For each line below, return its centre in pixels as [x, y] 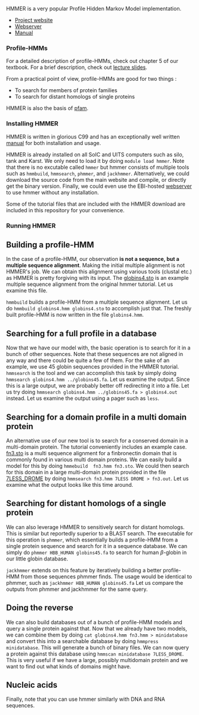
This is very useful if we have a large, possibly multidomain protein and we [97, 660]
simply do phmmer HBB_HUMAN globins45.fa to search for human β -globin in [97, 552]
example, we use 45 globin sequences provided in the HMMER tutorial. [93, 367]
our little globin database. [37, 559]
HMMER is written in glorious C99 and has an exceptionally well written [93, 137]
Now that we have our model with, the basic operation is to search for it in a [98, 348]
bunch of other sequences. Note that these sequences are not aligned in [95, 354]
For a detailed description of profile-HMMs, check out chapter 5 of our [92, 61]
